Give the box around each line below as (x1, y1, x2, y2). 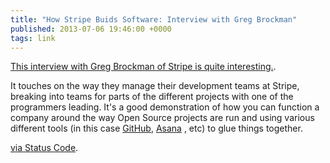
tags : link (10, 33, 56, 43)
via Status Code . (10, 142, 79, 154)
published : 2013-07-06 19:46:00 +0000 (10, 24, 172, 34)
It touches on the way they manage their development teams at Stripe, (10, 80, 300, 92)
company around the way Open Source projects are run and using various (10, 112, 315, 124)
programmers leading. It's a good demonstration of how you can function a (10, 101, 320, 113)
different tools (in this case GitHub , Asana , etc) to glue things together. (10, 122, 303, 135)
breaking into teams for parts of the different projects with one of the (10, 91, 294, 103)
